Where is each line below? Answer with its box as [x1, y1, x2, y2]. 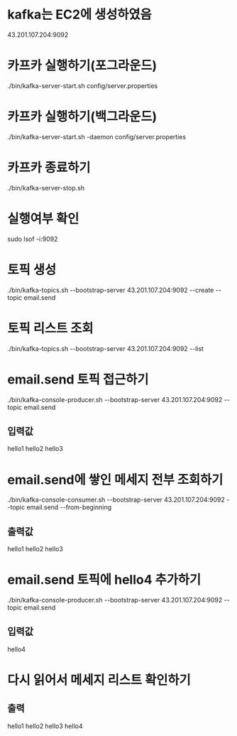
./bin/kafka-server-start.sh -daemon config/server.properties [7, 132, 187, 141]
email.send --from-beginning [26, 503, 112, 512]
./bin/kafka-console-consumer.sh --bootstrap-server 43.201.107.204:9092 [7, 495, 226, 504]
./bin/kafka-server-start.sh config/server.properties [7, 81, 158, 90]
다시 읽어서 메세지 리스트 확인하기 [7, 672, 191, 688]
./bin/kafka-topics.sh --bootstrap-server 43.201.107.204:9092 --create [7, 286, 214, 294]
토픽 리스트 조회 [7, 320, 94, 336]
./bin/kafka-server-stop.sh [7, 183, 85, 192]
